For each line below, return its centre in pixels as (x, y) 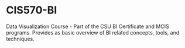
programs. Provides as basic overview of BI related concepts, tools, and (93, 32)
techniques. (20, 39)
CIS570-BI (32, 10)
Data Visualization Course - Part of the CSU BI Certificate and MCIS (88, 26)
